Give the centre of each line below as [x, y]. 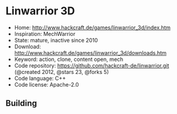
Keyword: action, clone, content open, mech [69, 59]
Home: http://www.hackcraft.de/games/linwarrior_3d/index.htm [92, 27]
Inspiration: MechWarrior [45, 33]
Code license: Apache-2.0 [46, 84]
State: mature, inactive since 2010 [56, 40]
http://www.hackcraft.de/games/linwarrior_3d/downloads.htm [90, 53]
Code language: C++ [40, 78]
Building [21, 104]
